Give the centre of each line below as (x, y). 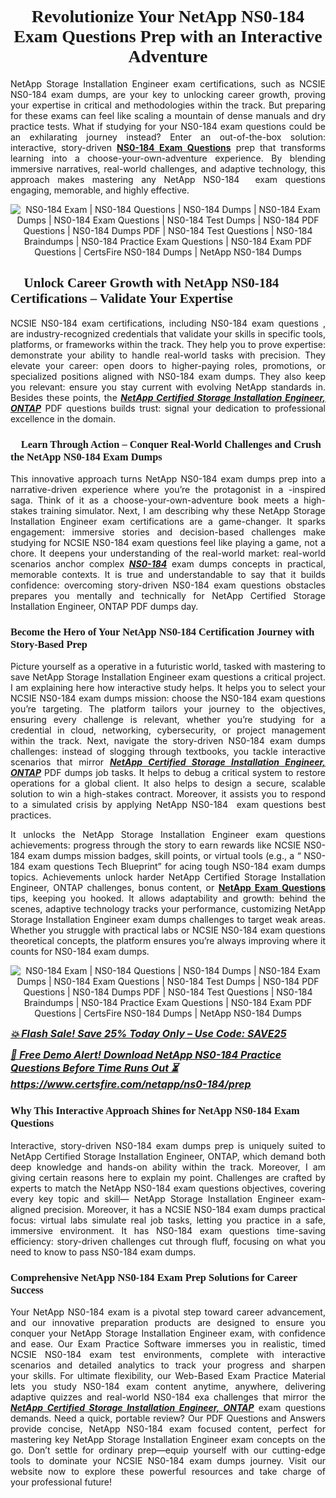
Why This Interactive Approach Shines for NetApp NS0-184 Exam (155, 1111)
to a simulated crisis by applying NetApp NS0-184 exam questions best (168, 805)
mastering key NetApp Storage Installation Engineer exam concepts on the (168, 1439)
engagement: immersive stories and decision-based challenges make (168, 532)
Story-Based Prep (49, 644)
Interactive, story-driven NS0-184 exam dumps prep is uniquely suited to (168, 1145)
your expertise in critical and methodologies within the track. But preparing (168, 105)
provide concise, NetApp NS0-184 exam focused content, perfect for (168, 1428)
